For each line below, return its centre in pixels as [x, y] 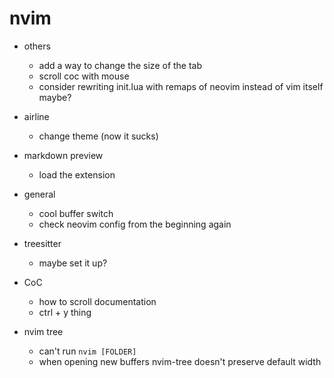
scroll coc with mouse [84, 76]
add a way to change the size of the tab [120, 65]
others [37, 46]
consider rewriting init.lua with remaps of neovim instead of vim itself [181, 86]
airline [36, 116]
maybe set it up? [73, 263]
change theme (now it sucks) [98, 136]
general [39, 194]
